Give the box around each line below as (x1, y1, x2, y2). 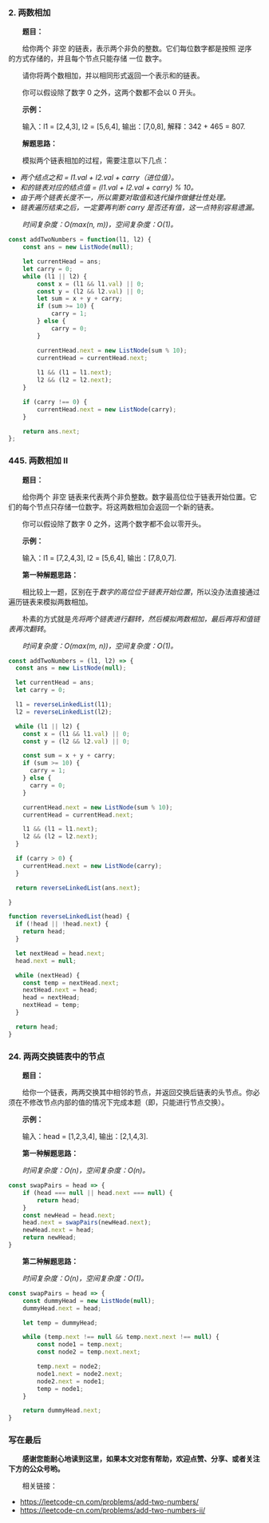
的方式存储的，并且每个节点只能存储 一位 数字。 (8, 54, 166, 63)
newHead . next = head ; (22, 1226, 94, 1234)
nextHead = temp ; (22, 1001, 81, 1009)
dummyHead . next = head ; (22, 1304, 102, 1313)
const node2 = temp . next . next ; (37, 1348, 141, 1357)
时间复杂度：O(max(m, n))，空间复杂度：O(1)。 (22, 641, 178, 650)
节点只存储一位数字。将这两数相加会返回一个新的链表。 (35, 502, 218, 511)
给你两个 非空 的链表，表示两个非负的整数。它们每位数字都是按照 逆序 (22, 44, 252, 54)
